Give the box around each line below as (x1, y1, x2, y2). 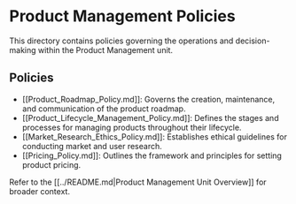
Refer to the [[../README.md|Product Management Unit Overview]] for (9, 177, 268, 187)
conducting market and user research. (21, 140, 162, 151)
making (9, 44, 37, 55)
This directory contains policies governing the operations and (9, 35, 234, 46)
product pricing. (21, 159, 82, 170)
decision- (235, 35, 270, 46)
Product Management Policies (9, 6, 237, 26)
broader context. (9, 185, 71, 196)
